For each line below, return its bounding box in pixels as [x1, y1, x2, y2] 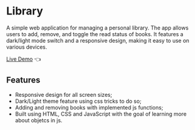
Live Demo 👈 [6, 55, 41, 63]
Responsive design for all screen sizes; [14, 91, 113, 98]
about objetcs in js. [14, 116, 63, 124]
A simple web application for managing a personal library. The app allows [6, 24, 189, 31]
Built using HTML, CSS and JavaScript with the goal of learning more [14, 110, 187, 117]
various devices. [6, 43, 47, 51]
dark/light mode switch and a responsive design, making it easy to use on [6, 37, 190, 44]
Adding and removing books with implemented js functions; [14, 104, 164, 111]
